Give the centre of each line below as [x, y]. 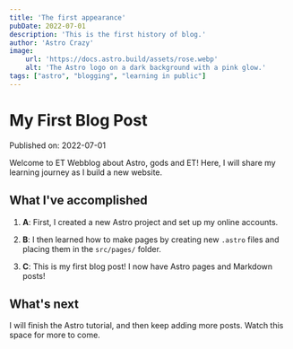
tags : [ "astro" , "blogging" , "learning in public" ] [108, 76]
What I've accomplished [78, 201]
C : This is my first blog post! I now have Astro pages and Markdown [147, 266]
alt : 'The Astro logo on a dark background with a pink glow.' [146, 68]
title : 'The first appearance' [68, 17]
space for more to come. [55, 335]
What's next [44, 304]
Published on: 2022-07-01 [57, 145]
